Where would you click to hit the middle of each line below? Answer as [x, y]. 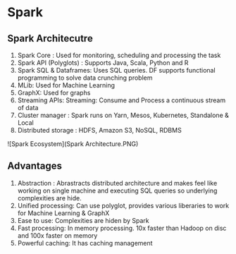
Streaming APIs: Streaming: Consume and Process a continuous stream [122, 100]
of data [28, 108]
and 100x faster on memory [57, 235]
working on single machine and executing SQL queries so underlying [117, 190]
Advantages [35, 166]
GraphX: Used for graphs [54, 93]
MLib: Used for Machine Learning [66, 85]
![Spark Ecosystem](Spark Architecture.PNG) [73, 144]
